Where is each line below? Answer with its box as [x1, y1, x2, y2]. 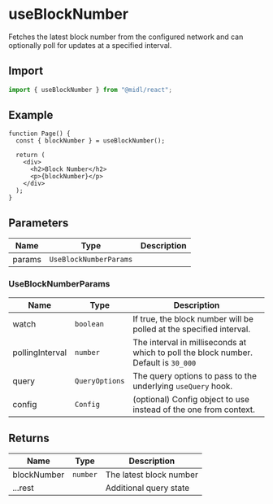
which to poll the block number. [132, 347, 253, 358]
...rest [12, 482, 34, 493]
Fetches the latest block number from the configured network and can [8, 32, 244, 42]
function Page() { [8, 129, 71, 138]
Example [8, 108, 54, 122]
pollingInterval [12, 347, 67, 358]
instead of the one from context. [132, 404, 256, 415]
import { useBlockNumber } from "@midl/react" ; [8, 85, 173, 94]
